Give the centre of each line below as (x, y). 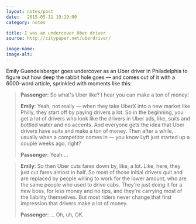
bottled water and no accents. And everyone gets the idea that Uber (102, 125)
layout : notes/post (30, 11)
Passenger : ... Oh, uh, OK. (52, 215)
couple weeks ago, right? (51, 143)
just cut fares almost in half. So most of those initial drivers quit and (102, 172)
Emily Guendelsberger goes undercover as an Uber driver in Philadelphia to (97, 71)
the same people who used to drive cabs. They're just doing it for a (101, 184)
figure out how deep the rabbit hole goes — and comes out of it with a (91, 77)
